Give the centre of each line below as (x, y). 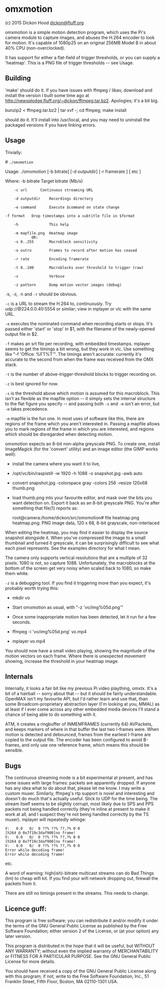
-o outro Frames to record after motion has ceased (76, 250)
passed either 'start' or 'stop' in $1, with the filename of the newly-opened (80, 329)
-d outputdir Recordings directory (54, 199)
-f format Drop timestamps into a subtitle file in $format (70, 216)
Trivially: (14, 152)
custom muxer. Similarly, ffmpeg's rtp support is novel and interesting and (80, 793)
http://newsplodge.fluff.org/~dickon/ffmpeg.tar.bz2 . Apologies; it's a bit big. (82, 101)
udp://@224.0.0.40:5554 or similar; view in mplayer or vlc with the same (78, 308)
